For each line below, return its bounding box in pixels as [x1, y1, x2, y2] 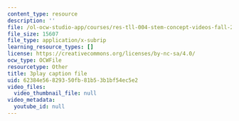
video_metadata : [7, 97, 55, 104]
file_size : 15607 [7, 30, 59, 38]
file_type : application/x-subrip [7, 37, 107, 44]
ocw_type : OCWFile [7, 57, 62, 64]
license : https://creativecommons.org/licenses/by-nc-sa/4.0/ [7, 51, 196, 58]
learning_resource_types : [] [7, 43, 94, 51]
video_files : [7, 83, 46, 90]
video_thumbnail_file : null [14, 90, 97, 97]
